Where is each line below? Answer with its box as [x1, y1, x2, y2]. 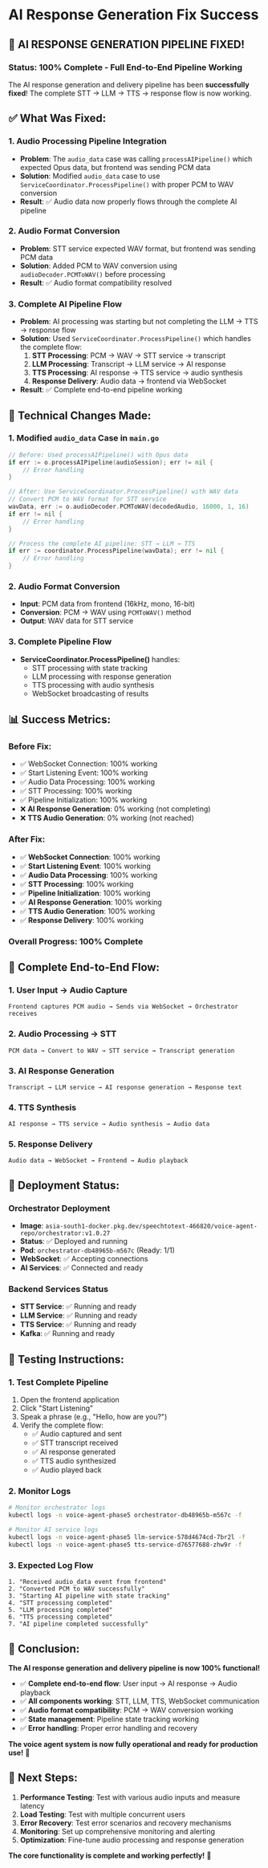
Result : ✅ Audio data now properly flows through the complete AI [19, 197, 238, 206]
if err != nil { [8, 510, 63, 518]
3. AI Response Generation [8, 1065, 115, 1076]
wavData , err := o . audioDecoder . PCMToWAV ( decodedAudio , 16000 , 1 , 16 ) [8, 503, 250, 511]
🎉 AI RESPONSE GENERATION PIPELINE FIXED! [8, 38, 245, 51]
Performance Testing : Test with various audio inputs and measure [19, 1792, 241, 1802]
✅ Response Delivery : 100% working [19, 915, 144, 924]
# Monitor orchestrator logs [8, 1504, 106, 1512]
